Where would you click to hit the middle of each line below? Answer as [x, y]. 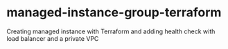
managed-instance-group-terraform [114, 13]
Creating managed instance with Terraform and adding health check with [111, 31]
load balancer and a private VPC [53, 38]
